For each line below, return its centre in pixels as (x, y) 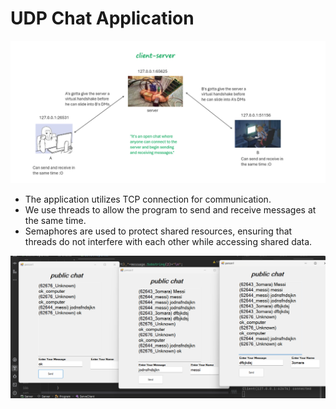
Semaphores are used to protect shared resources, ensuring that (158, 231)
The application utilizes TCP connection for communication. (148, 199)
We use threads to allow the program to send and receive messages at (170, 210)
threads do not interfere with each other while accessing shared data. (168, 242)
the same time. (55, 221)
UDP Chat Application (102, 18)
